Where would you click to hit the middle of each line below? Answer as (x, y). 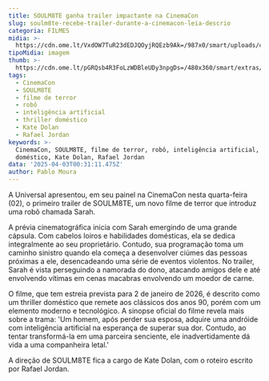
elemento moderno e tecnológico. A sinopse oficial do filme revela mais (126, 311)
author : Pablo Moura (43, 172)
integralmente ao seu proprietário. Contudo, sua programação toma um (126, 244)
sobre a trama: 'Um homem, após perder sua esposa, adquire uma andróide (133, 319)
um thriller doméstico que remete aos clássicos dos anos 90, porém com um (134, 302)
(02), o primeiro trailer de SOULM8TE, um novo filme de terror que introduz (132, 203)
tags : (17, 75)
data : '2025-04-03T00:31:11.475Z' (66, 165)
